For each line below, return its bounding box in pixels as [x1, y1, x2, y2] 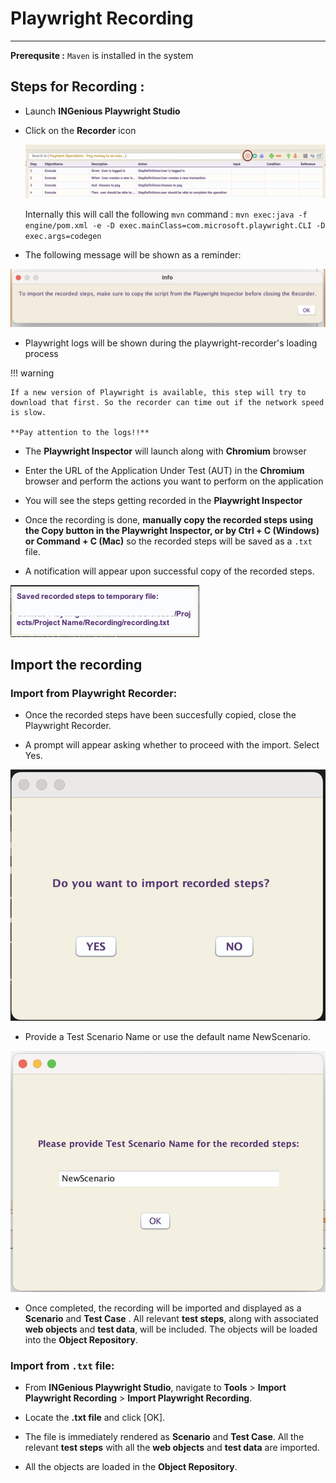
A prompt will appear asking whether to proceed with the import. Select [24, 739, 320, 751]
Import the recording [10, 656, 143, 673]
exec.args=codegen [24, 232, 102, 242]
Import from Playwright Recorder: [10, 686, 178, 700]
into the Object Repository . [24, 1333, 139, 1346]
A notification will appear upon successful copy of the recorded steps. [24, 565, 315, 577]
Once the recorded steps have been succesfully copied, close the [24, 709, 297, 721]
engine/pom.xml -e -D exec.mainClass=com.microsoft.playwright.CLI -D [24, 221, 326, 231]
